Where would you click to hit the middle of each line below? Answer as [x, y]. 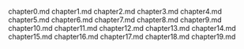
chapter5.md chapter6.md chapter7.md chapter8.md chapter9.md [115, 20]
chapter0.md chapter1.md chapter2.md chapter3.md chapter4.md [115, 11]
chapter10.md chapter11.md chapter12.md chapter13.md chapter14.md [122, 28]
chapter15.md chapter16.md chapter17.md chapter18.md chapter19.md [122, 36]
